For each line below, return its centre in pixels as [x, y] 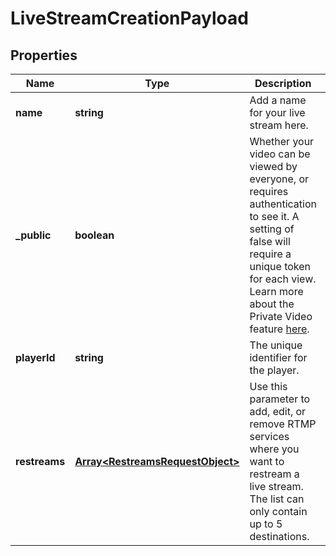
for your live [277, 112]
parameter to [280, 399]
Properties [44, 55]
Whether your [282, 141]
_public [33, 235]
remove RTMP [283, 424]
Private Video [281, 316]
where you [274, 449]
